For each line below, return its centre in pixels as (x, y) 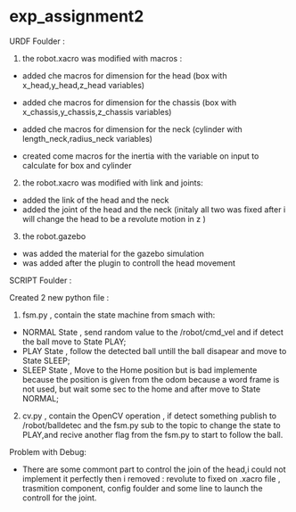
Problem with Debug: (48, 451)
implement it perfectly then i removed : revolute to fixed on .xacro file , (151, 478)
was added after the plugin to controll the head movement (129, 263)
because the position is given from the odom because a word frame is (151, 379)
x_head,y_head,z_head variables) (83, 85)
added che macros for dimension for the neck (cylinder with (132, 129)
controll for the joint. (59, 498)
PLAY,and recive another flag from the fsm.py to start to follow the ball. (152, 434)
